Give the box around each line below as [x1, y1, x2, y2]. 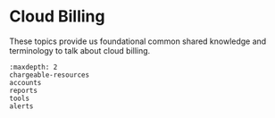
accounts [9, 78, 42, 87]
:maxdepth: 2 [9, 63, 58, 72]
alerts [9, 101, 34, 111]
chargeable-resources [9, 70, 90, 80]
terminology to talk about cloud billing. [9, 45, 151, 55]
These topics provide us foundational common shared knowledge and [9, 36, 267, 46]
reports [9, 86, 38, 95]
